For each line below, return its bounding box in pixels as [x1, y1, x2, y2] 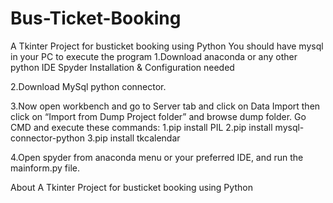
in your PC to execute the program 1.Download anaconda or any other [10, 50, 298, 62]
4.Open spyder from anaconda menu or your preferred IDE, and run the [10, 151, 304, 163]
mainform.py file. [10, 162, 81, 174]
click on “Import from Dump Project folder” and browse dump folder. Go [10, 110, 307, 122]
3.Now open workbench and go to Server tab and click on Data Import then [10, 100, 321, 112]
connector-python [10, 132, 85, 144]
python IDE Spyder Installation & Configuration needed [10, 61, 235, 73]
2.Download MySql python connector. [10, 80, 167, 92]
